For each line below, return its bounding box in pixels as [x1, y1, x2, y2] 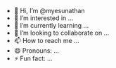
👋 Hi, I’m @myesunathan [13, 7, 86, 15]
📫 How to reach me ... [13, 37, 79, 44]
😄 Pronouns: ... [13, 46, 60, 55]
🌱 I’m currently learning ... [13, 22, 89, 29]
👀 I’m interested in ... [13, 14, 74, 22]
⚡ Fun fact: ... [13, 54, 53, 62]
